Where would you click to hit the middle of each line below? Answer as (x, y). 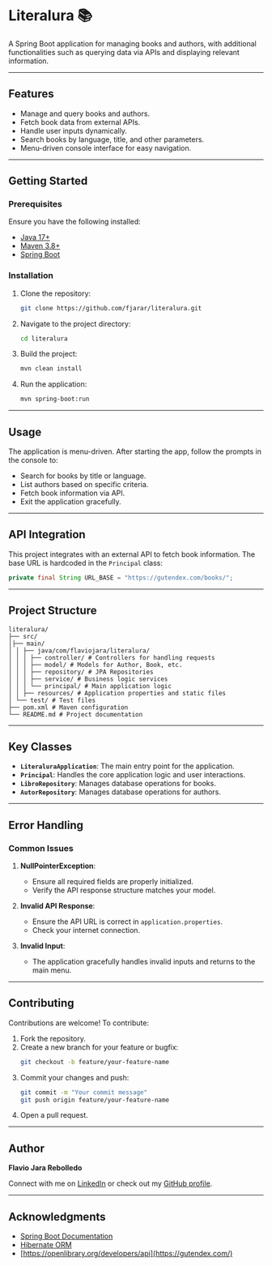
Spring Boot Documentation (66, 1236)
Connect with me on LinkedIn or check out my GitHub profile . (110, 1183)
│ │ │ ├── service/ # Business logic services (88, 679)
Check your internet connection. (86, 930)
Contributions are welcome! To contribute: (79, 1023)
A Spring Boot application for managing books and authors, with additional (132, 43)
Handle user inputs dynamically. (74, 130)
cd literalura (44, 338)
